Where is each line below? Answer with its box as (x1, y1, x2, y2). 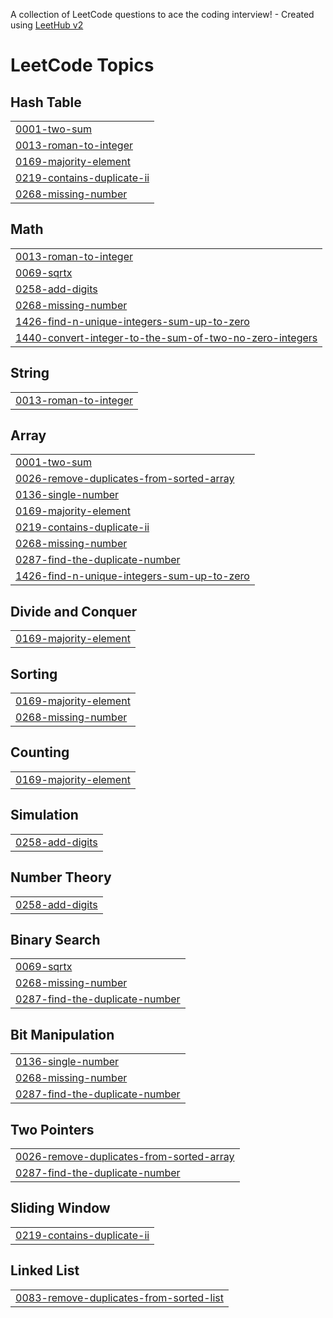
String (10, 365, 50, 382)
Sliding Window (10, 1200, 111, 1217)
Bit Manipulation (10, 1026, 115, 1043)
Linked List (10, 1262, 80, 1279)
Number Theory (10, 869, 112, 886)
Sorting (10, 665, 58, 683)
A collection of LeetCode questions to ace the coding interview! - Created (10, 9, 315, 20)
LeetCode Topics (10, 54, 155, 77)
